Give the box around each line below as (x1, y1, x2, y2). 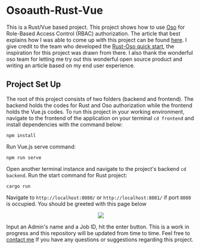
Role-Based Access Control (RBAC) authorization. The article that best (6, 29, 181, 37)
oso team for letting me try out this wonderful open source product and (6, 55, 183, 63)
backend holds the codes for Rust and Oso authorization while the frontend (6, 102, 193, 109)
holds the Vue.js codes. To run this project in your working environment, (6, 108, 185, 115)
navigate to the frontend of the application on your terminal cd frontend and (6, 114, 194, 121)
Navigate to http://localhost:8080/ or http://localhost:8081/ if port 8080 (6, 194, 191, 201)
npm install (6, 132, 36, 138)
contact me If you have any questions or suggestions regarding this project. (6, 236, 194, 243)
